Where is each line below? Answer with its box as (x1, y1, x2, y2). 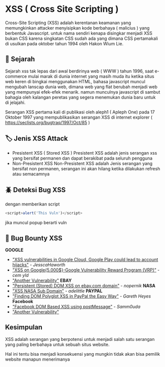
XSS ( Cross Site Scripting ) (5, 3, 119, 15)
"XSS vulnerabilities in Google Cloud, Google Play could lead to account (12, 257, 159, 263)
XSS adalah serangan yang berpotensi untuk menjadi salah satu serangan (5, 336, 155, 342)
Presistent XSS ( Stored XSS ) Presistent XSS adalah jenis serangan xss (12, 150, 158, 156)
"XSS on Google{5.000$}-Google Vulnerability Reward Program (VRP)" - (12, 267, 160, 273)
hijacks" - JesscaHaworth (12, 262, 66, 268)
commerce (5, 73, 27, 79)
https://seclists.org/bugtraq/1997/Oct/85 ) (5, 119, 90, 125)
